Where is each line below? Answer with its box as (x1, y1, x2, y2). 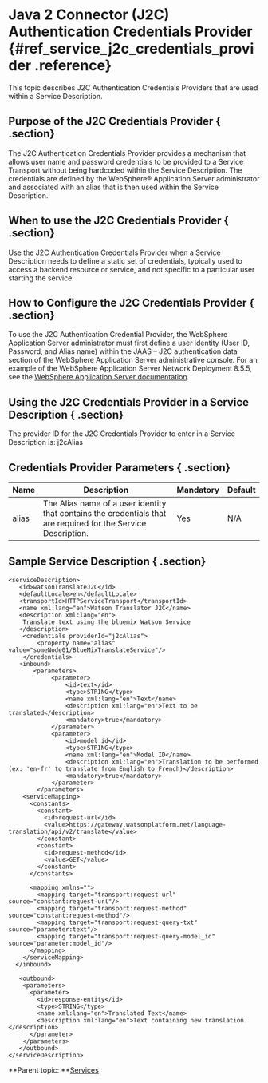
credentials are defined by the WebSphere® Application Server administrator (8, 173, 260, 183)
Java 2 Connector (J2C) (8, 6, 170, 24)
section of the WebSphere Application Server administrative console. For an (8, 355, 258, 365)
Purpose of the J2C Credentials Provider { (8, 114, 221, 129)
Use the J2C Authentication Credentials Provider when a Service (8, 248, 221, 257)
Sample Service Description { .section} (8, 555, 207, 569)
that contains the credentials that (42, 508, 167, 518)
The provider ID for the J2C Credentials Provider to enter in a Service (8, 429, 235, 438)
